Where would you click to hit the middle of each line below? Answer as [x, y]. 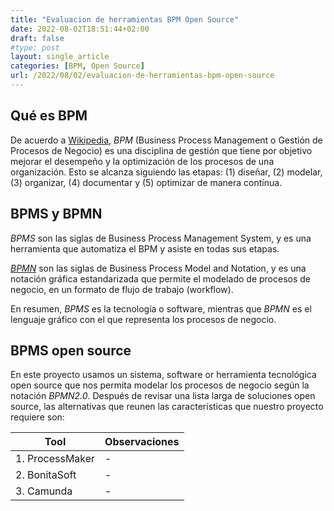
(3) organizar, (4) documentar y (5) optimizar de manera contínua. [146, 182]
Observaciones [142, 442]
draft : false [37, 38]
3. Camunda [44, 491]
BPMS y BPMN [56, 214]
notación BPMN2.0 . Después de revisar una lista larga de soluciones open [163, 396]
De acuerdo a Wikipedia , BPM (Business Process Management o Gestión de [166, 140]
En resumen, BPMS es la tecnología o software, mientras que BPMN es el [161, 308]
